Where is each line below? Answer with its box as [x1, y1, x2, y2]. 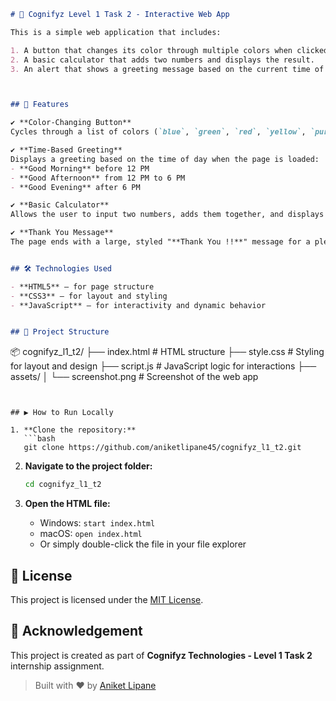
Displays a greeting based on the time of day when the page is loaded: [10, 154, 320, 164]
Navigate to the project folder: [24, 460, 153, 472]
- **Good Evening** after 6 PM [10, 182, 141, 192]
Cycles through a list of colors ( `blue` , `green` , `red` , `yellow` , [10, 127, 307, 137]
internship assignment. [10, 660, 105, 672]
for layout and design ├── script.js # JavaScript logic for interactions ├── [10, 360, 317, 372]
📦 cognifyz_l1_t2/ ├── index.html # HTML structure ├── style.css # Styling [10, 346, 325, 358]
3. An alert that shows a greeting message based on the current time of [10, 64, 325, 74]
